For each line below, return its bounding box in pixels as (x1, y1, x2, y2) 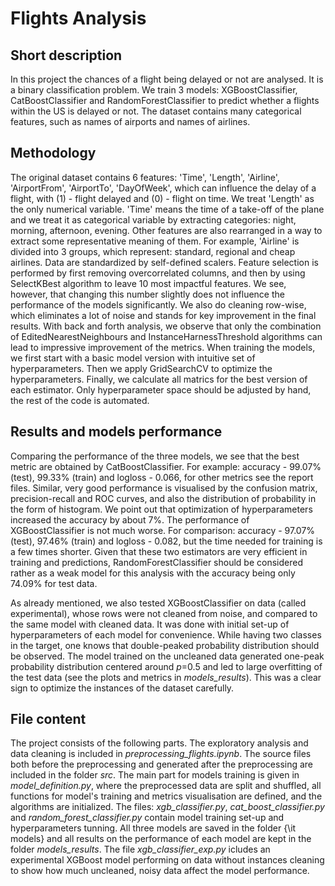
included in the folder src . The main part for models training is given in (10, 769, 300, 781)
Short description (10, 47, 123, 64)
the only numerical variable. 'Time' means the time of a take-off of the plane (10, 203, 325, 215)
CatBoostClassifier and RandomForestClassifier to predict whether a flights (10, 95, 320, 106)
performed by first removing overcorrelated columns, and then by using (10, 267, 306, 279)
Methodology (10, 145, 97, 162)
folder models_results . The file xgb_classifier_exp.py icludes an (10, 843, 271, 856)
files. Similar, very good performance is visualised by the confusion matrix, (10, 482, 318, 494)
